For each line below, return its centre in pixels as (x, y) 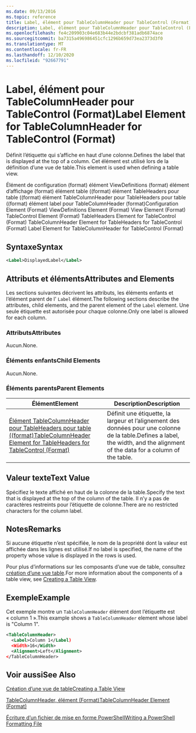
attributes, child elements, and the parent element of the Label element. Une (98, 305)
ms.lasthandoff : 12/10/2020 (40, 55)
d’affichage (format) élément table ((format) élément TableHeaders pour (93, 191)
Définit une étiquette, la (139, 413)
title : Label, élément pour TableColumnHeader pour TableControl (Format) (99, 22)
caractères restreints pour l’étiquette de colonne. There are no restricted (92, 504)
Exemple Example (38, 598)
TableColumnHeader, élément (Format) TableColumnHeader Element (88, 700)
